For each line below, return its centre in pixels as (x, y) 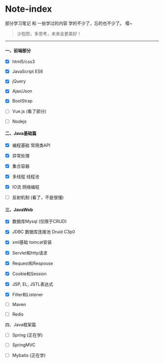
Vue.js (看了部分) (29, 111)
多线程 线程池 (26, 176)
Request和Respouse (32, 263)
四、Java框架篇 (21, 324)
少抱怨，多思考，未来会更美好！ (49, 33)
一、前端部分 (18, 51)
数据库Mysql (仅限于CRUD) (39, 221)
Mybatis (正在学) (29, 355)
